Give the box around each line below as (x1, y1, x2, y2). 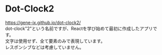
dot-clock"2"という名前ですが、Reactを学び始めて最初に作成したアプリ (5, 25, 153, 31)
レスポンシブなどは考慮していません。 (5, 44, 84, 50)
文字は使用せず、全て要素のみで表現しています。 (5, 38, 105, 44)
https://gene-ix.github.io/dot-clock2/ (5, 19, 81, 25)
